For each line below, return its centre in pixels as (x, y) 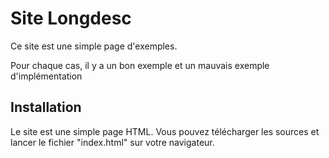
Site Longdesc (71, 18)
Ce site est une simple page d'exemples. (94, 46)
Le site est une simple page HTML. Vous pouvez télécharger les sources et (165, 131)
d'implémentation (46, 76)
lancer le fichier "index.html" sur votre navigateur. (112, 142)
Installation (46, 107)
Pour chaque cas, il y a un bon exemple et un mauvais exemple (140, 65)
